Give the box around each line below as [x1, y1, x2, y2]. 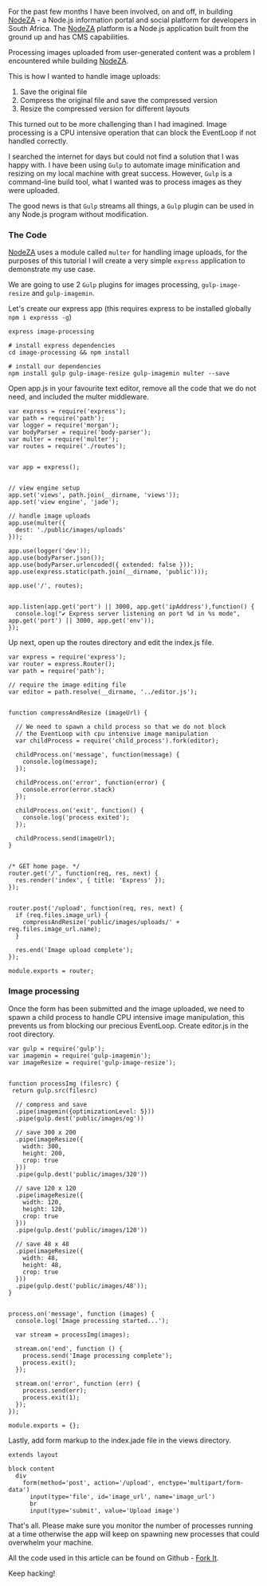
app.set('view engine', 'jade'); [8, 498, 120, 506]
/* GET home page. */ [8, 863, 80, 871]
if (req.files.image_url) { [15, 911, 109, 919]
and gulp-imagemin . [31, 289, 95, 298]
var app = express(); [8, 463, 80, 471]
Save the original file [19, 87, 88, 96]
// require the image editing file [8, 681, 127, 689]
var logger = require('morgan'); [8, 422, 120, 430]
